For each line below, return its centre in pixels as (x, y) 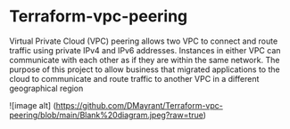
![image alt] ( (33, 105)
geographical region (46, 88)
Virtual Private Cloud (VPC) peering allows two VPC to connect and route (144, 41)
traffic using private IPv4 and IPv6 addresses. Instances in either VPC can (145, 50)
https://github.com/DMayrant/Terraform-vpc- (139, 105)
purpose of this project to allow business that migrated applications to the (145, 69)
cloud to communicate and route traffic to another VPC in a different (134, 78)
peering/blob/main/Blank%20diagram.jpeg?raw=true (106, 115)
